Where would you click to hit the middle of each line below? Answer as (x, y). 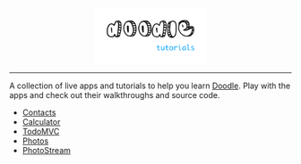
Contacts (39, 112)
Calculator (41, 122)
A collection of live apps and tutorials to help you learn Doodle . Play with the (150, 86)
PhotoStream (47, 150)
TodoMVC (41, 131)
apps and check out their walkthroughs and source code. (115, 95)
